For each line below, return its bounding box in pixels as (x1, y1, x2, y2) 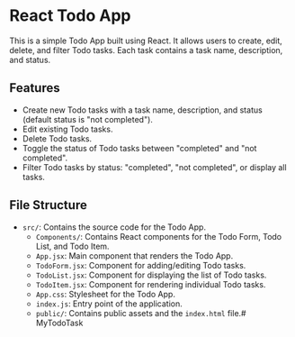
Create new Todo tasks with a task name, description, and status (22, 105, 263, 115)
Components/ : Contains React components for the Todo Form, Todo (35, 231, 282, 241)
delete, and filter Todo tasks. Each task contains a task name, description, (9, 44, 283, 55)
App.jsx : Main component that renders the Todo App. (35, 250, 234, 261)
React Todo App (9, 5, 131, 26)
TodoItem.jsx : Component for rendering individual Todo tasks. (35, 278, 266, 289)
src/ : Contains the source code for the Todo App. (22, 222, 207, 232)
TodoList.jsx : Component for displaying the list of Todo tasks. (35, 269, 267, 280)
